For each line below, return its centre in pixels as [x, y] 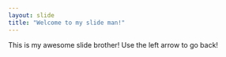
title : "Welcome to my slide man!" [67, 23]
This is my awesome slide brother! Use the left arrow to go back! [113, 45]
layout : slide [32, 15]
